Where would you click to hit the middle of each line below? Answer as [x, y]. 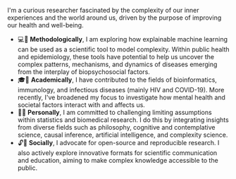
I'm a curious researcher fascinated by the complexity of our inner [103, 10]
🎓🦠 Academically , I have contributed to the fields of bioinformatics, [117, 80]
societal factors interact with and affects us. [81, 105]
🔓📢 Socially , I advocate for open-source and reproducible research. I [118, 143]
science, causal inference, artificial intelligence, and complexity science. [123, 135]
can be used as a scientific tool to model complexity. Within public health [124, 49]
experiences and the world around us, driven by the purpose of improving [114, 18]
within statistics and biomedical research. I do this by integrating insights [123, 120]
